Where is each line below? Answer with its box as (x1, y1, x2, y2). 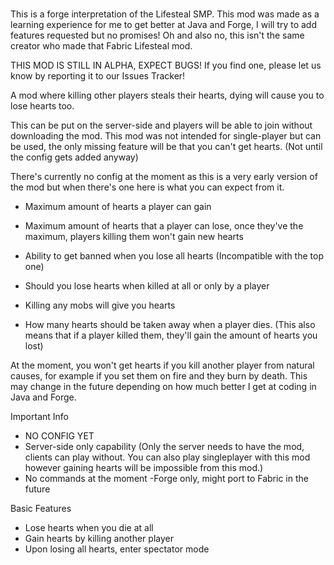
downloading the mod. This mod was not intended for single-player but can (10, 130, 322, 142)
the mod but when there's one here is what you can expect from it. (10, 181, 285, 193)
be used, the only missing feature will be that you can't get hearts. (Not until (10, 141, 323, 153)
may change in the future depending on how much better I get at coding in (10, 381, 317, 393)
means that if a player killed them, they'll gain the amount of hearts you (24, 329, 318, 342)
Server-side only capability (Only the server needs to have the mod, (24, 441, 305, 453)
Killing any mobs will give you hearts (24, 299, 176, 312)
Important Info (10, 411, 69, 423)
